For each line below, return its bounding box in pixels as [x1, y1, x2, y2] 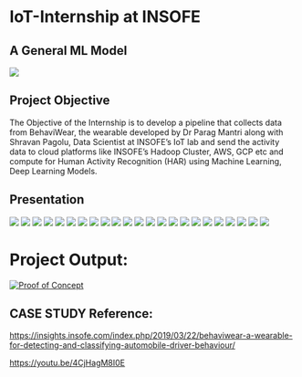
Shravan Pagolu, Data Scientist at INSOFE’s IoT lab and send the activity [9, 136, 280, 147]
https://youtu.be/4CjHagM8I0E [9, 358, 126, 369]
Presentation [9, 192, 85, 207]
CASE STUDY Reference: [9, 306, 153, 321]
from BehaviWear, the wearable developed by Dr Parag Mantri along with [9, 126, 284, 138]
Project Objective [9, 93, 110, 109]
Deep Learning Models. [9, 165, 98, 176]
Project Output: [9, 249, 129, 270]
